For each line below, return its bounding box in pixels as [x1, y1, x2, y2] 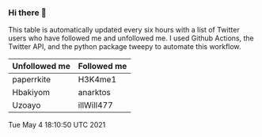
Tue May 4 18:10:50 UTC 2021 [8, 120, 106, 130]
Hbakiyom [12, 87, 50, 98]
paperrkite [12, 74, 51, 86]
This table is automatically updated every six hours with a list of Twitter [8, 25, 240, 35]
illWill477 [78, 100, 113, 111]
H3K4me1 [78, 74, 117, 86]
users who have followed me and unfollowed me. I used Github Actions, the [8, 33, 255, 43]
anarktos [78, 87, 111, 98]
